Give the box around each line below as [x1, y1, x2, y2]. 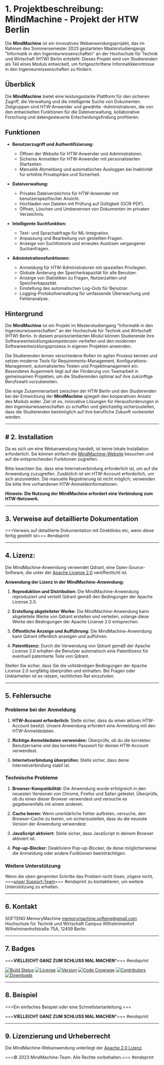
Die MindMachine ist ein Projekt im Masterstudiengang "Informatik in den [5, 323, 153, 328]
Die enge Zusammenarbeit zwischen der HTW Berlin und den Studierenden [5, 388, 157, 394]
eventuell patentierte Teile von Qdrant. [12, 653, 89, 659]
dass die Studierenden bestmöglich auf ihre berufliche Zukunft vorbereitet [5, 409, 154, 415]
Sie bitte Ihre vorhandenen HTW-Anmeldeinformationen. [5, 481, 119, 487]
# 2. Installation [5, 433, 53, 441]
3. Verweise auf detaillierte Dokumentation [5, 514, 138, 523]
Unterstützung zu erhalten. [5, 884, 60, 890]
